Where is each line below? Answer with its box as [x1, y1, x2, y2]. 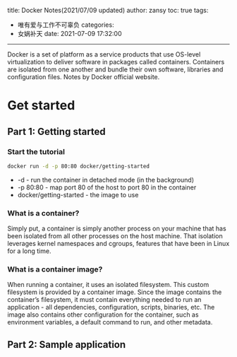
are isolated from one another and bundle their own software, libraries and [7, 65, 224, 74]
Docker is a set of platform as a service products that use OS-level [7, 50, 201, 59]
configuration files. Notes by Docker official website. [7, 73, 160, 81]
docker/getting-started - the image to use [17, 190, 139, 199]
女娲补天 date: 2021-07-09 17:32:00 [17, 30, 122, 37]
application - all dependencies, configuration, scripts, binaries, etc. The [7, 303, 215, 312]
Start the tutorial [7, 146, 66, 156]
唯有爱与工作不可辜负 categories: [17, 21, 114, 29]
